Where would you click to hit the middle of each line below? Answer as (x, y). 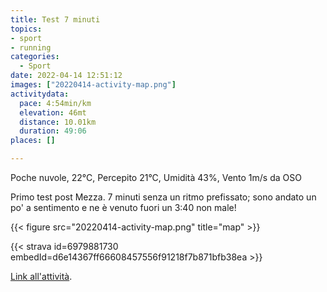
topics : (26, 29)
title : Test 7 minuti (55, 19)
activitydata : (40, 94)
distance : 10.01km (58, 122)
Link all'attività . (41, 276)
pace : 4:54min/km (55, 103)
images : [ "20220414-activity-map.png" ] (93, 85)
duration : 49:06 (53, 131)
